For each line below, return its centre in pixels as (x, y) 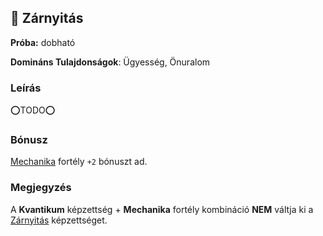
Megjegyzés (41, 188)
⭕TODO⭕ (33, 110)
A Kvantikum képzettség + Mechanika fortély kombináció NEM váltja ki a (162, 209)
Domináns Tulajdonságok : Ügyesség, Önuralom (110, 62)
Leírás (26, 88)
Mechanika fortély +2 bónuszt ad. (79, 162)
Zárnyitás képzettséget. (59, 220)
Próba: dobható (43, 42)
